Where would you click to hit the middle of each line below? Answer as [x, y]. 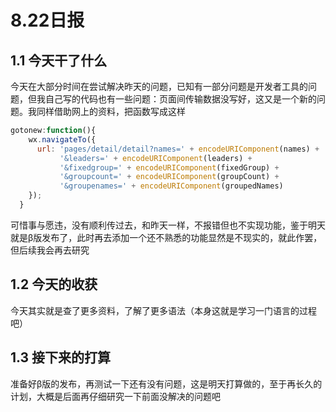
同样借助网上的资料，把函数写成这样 [111, 111]
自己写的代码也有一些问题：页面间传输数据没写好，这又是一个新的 [180, 99]
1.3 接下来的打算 [61, 357]
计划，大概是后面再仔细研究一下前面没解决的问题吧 [115, 396]
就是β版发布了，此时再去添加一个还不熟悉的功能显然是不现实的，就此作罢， [166, 237]
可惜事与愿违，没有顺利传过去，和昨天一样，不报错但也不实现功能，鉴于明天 [168, 225]
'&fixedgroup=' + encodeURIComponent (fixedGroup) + [169, 167]
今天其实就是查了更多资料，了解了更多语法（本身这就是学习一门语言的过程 [163, 310]
